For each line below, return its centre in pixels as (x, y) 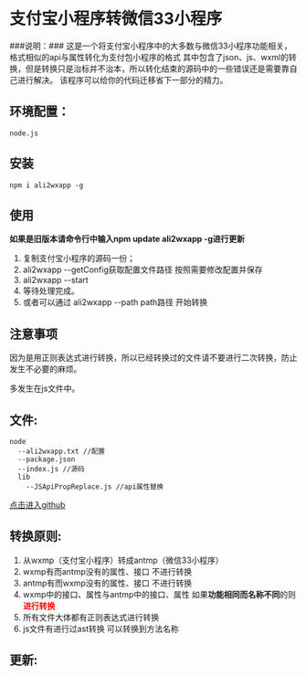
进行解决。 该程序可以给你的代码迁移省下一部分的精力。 (122, 79)
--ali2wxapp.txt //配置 (61, 451)
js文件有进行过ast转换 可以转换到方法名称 (101, 628)
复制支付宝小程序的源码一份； (79, 259)
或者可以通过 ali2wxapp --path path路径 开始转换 (115, 302)
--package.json (47, 459)
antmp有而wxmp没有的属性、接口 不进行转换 (107, 583)
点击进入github (37, 505)
